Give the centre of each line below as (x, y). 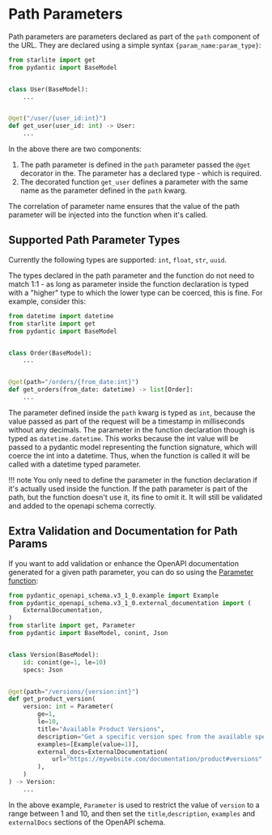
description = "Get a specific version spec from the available (144, 737)
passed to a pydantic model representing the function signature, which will (133, 447)
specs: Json (43, 670)
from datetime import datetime (61, 316)
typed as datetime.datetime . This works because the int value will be (123, 438)
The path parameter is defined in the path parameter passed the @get (135, 165)
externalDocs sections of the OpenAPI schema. (87, 822)
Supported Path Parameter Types (94, 240)
